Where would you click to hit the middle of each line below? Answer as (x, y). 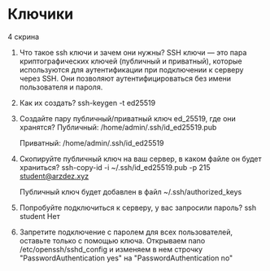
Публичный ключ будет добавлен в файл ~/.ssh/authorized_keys (131, 191)
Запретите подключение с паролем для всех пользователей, (126, 232)
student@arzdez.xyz (54, 176)
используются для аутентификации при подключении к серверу (131, 69)
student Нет (39, 216)
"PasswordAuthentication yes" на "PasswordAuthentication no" (126, 258)
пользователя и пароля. (61, 87)
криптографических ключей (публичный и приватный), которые (131, 61)
